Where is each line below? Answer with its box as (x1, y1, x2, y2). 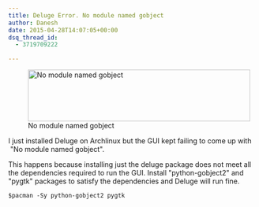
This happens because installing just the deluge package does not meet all (8, 160, 251, 169)
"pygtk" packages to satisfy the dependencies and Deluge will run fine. (8, 176, 240, 186)
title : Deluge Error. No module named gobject (8, 11, 164, 20)
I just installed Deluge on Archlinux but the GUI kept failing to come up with (8, 136, 252, 146)
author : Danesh (8, 19, 58, 27)
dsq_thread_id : (8, 33, 58, 42)
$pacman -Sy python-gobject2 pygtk (8, 192, 126, 200)
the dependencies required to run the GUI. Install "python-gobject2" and (8, 168, 244, 178)
